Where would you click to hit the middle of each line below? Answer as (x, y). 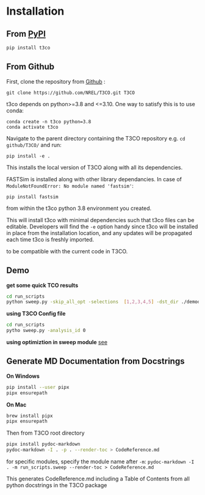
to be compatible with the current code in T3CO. (67, 251)
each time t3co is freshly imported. (50, 239)
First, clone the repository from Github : (56, 81)
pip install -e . (28, 156)
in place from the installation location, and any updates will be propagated (99, 233)
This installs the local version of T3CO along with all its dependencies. (95, 167)
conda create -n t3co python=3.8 (49, 121)
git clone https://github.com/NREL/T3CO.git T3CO (71, 93)
